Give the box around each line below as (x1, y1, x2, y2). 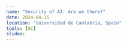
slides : (6, 31, 26, 37)
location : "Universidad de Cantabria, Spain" (6, 20, 122, 26)
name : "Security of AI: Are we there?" (6, 8, 106, 15)
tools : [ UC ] (6, 25, 36, 32)
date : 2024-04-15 (6, 14, 50, 20)
